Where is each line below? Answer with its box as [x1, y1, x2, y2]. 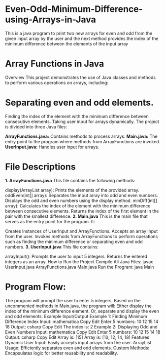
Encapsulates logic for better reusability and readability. [5, 350, 118, 356]
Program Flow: [5, 281, 66, 292]
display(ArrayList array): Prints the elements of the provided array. [5, 187, 139, 193]
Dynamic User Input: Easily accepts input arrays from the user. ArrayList [5, 339, 152, 345]
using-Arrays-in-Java [5, 14, 96, 25]
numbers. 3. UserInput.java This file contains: [5, 243, 99, 250]
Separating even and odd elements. [5, 97, 154, 108]
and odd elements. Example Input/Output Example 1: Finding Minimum [5, 313, 148, 319]
